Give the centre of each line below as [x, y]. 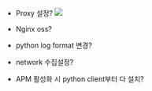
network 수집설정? [44, 62]
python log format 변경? [54, 45]
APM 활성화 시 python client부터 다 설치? [80, 79]
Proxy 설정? [34, 13]
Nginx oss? [34, 29]
